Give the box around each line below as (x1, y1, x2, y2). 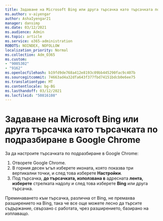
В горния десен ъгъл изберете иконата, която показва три (12, 165, 133, 171)
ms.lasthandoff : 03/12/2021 (5, 88, 62, 93)
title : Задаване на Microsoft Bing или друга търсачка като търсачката (5, 7, 153, 12)
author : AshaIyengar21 (5, 16, 51, 21)
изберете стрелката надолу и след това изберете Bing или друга (12, 181, 148, 187)
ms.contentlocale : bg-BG (5, 84, 55, 89)
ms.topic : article (5, 34, 42, 39)
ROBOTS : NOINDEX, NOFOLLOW (5, 43, 60, 48)
